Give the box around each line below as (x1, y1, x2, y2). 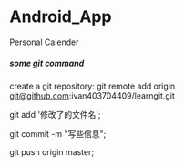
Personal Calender (9, 37, 79, 47)
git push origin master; (9, 146, 94, 157)
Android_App (9, 6, 112, 27)
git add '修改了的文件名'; (9, 109, 102, 120)
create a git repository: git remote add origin (9, 80, 176, 91)
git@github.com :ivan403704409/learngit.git (9, 89, 175, 101)
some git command (9, 57, 85, 68)
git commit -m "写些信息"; (9, 128, 107, 139)
